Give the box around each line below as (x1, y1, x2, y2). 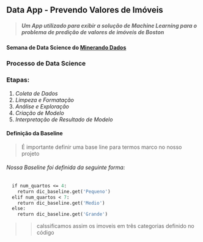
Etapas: (6, 76, 30, 85)
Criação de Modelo (15, 109, 64, 116)
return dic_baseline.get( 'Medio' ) (17, 200, 105, 206)
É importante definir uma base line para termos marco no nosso (21, 143, 182, 151)
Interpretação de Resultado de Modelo (15, 116, 113, 123)
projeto (21, 149, 40, 157)
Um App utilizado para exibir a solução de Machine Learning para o (21, 21, 197, 29)
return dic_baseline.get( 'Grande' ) (17, 211, 108, 217)
